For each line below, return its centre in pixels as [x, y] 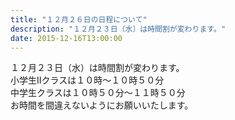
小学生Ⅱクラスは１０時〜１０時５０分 [87, 80]
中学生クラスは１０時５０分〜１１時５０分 [98, 93]
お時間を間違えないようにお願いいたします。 [102, 105]
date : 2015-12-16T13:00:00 [66, 38]
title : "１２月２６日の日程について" [79, 19]
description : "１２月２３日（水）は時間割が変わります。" [118, 29]
